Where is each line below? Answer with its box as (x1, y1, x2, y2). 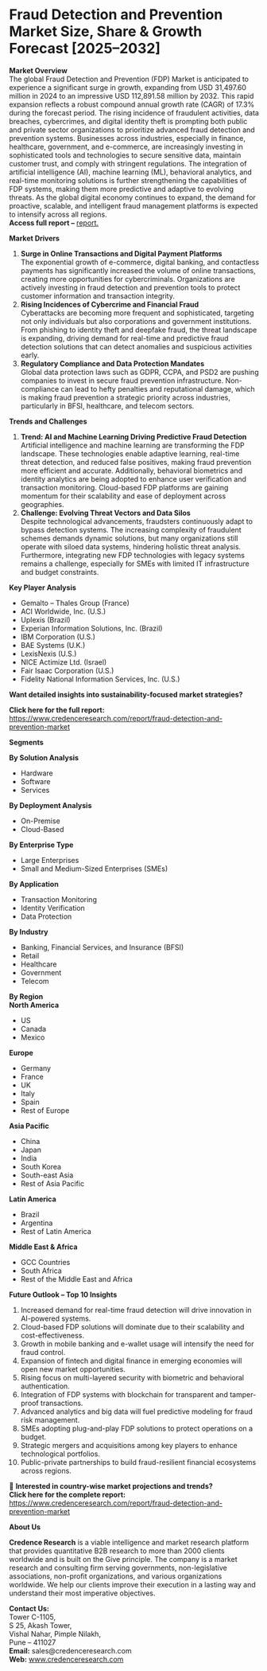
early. (20, 350, 40, 360)
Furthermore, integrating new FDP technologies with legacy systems (20, 550, 246, 560)
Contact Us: (9, 1603, 50, 1613)
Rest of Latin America (20, 1226, 92, 1236)
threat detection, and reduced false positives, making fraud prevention (20, 457, 252, 467)
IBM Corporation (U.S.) (20, 631, 96, 642)
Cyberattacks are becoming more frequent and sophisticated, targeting (20, 308, 254, 318)
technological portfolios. (20, 1449, 100, 1458)
